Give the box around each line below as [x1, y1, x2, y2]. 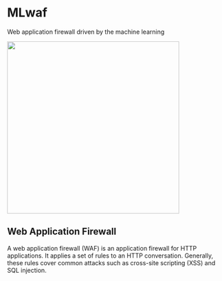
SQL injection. [7, 266, 47, 274]
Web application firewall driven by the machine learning [7, 28, 165, 36]
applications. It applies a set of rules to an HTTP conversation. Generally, [7, 251, 214, 260]
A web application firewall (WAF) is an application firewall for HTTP [7, 244, 197, 252]
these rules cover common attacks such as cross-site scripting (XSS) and [7, 258, 216, 267]
